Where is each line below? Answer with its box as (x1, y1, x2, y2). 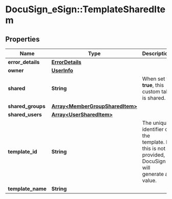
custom (142, 88, 160, 95)
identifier (142, 126, 164, 132)
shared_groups (8, 103, 46, 109)
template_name (8, 185, 47, 192)
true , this (142, 82, 164, 89)
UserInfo (51, 67, 73, 74)
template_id (8, 148, 37, 155)
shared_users (8, 111, 42, 118)
